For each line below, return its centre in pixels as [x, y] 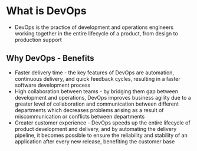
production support [38, 40]
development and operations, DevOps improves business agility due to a [103, 97]
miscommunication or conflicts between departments [80, 116]
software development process [52, 85]
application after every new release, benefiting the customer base [95, 141]
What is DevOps [46, 11]
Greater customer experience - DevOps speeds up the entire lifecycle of [102, 123]
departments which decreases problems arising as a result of [89, 110]
